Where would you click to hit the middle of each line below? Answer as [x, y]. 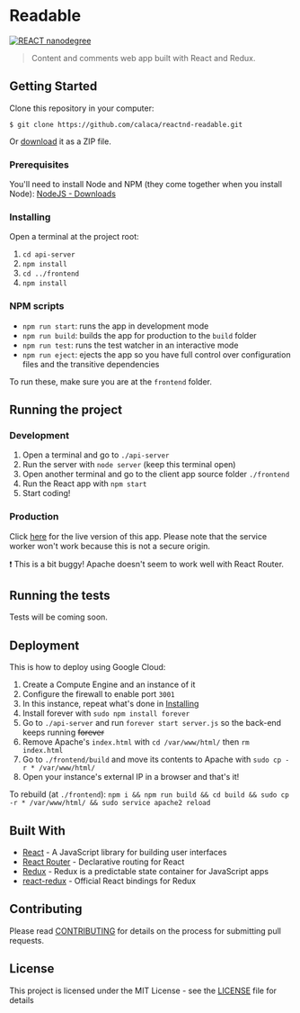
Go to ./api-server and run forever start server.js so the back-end [151, 723]
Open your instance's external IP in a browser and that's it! [131, 777]
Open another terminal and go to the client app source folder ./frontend [156, 475]
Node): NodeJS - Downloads [63, 194]
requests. [27, 940]
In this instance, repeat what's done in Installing [110, 704]
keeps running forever [63, 733]
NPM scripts [37, 306]
